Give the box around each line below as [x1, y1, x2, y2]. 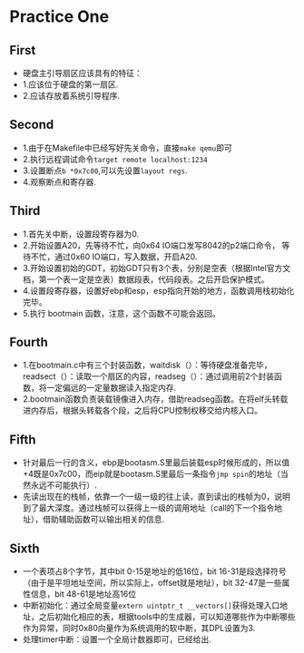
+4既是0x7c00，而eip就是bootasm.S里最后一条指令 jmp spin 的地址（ [22, 469, 281, 480]
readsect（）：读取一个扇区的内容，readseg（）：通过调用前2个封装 [22, 371, 275, 382]
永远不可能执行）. [30, 480, 97, 491]
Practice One [9, 6, 110, 27]
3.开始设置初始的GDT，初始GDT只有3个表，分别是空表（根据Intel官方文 [22, 262, 291, 273]
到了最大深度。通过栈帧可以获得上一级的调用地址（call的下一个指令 [22, 502, 275, 513]
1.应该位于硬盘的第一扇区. [22, 79, 119, 90]
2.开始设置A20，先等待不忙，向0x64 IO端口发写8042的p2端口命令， [22, 239, 280, 250]
